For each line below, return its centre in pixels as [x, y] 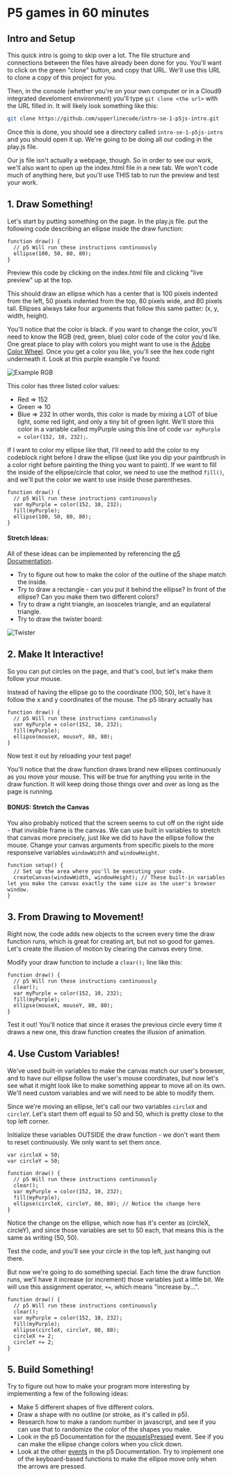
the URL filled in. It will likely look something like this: [83, 106]
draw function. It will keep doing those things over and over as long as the [113, 784]
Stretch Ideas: [28, 538]
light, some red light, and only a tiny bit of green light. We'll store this [115, 421]
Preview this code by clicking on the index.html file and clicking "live [105, 273]
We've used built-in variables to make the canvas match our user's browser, [116, 1071]
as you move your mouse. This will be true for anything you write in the [109, 776]
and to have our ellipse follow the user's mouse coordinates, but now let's [113, 1078]
